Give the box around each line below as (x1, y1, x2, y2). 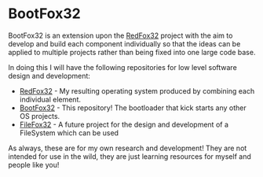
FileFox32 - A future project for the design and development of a (19, 120, 229, 129)
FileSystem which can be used (19, 127, 119, 138)
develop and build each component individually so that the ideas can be (8, 39, 241, 48)
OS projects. (19, 111, 60, 120)
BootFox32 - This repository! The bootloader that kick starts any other (19, 103, 247, 112)
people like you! (8, 160, 60, 169)
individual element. (19, 94, 81, 104)
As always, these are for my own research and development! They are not (8, 143, 247, 153)
